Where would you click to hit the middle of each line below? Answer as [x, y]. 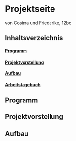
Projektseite [30, 9]
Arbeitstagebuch [23, 84]
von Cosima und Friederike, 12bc [38, 23]
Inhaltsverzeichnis [34, 38]
